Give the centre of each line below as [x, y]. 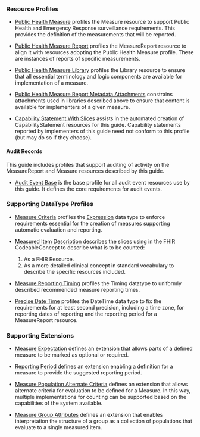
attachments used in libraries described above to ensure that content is [102, 101]
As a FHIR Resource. [49, 259]
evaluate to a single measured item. [58, 427]
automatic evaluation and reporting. [58, 230]
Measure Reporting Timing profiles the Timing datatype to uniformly [98, 283]
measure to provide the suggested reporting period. [78, 373]
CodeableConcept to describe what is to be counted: [80, 247]
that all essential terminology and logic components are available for [99, 77]
